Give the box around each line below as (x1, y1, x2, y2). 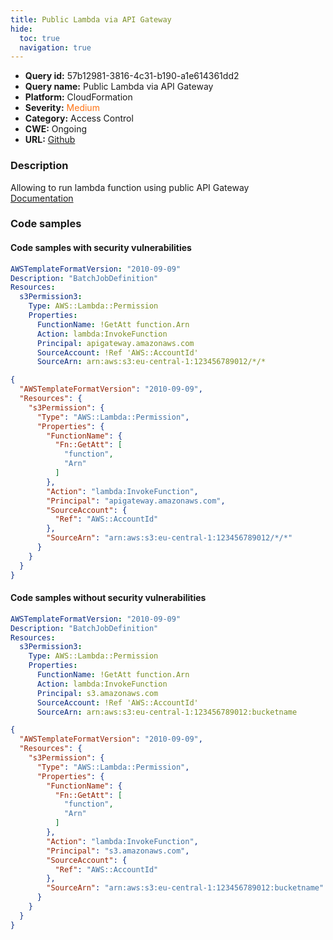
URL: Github (24, 134, 76, 146)
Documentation (10, 192, 74, 204)
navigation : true (19, 42, 92, 53)
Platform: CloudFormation (24, 91, 133, 103)
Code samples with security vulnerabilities (10, 242, 192, 254)
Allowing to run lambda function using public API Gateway (10, 181, 250, 193)
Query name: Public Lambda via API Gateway (24, 81, 214, 93)
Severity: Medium (24, 102, 100, 114)
